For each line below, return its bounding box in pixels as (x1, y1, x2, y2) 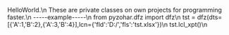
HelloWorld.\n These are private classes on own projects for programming (7, 6, 222, 14)
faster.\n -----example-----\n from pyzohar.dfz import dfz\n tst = (7, 13, 196, 21)
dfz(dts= (197, 13, 223, 21)
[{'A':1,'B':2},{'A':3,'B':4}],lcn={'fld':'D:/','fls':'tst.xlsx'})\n (7, 21, 168, 28)
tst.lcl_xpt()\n (168, 21, 208, 28)
